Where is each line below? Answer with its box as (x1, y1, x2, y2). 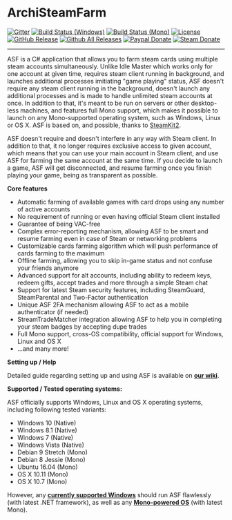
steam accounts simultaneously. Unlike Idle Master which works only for (7, 62, 213, 70)
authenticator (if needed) (17, 307, 88, 316)
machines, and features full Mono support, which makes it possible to (20, 106, 219, 115)
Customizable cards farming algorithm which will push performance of (17, 242, 218, 250)
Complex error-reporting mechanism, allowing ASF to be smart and (17, 227, 209, 235)
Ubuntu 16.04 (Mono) (17, 463, 78, 471)
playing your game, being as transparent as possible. (7, 171, 158, 179)
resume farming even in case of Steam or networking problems (17, 234, 197, 242)
